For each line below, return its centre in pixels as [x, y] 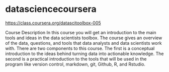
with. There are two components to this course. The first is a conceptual [80, 48]
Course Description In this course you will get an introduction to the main [81, 32]
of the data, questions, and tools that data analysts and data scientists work [83, 43]
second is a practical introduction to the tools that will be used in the [76, 59]
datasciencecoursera [51, 9]
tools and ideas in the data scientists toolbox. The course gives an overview [84, 38]
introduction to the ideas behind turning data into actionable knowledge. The [84, 54]
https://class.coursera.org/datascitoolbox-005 [53, 23]
